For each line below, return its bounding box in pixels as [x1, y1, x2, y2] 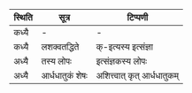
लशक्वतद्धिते [41, 41, 80, 52]
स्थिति [13, 12, 33, 23]
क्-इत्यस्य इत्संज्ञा [96, 41, 153, 52]
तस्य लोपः [41, 55, 73, 67]
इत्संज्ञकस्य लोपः [96, 55, 148, 67]
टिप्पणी [127, 12, 149, 23]
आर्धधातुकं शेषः [41, 70, 88, 81]
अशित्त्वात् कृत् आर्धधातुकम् [96, 70, 180, 81]
